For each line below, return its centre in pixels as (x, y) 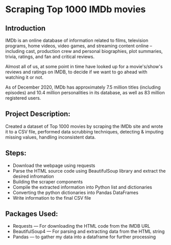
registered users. (23, 98)
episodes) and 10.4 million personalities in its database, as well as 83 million (85, 92)
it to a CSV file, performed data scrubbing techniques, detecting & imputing (84, 131)
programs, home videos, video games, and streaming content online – (79, 46)
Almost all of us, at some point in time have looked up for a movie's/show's (84, 66)
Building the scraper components (48, 181)
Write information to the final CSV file (52, 198)
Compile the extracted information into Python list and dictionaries (82, 187)
